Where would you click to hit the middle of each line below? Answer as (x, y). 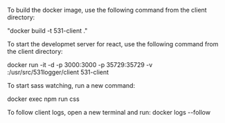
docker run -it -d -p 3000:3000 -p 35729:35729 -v (80, 65)
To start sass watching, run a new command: (71, 85)
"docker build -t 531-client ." (47, 31)
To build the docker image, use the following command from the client (107, 10)
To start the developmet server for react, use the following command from (113, 44)
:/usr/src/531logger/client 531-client (58, 72)
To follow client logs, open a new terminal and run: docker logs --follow (109, 112)
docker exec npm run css (43, 99)
